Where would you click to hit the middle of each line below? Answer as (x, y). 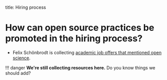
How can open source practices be (80, 28)
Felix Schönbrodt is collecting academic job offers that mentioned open (87, 52)
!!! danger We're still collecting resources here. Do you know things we (80, 67)
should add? (18, 73)
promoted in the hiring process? (74, 39)
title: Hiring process (26, 7)
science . (22, 58)
